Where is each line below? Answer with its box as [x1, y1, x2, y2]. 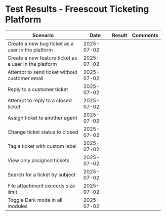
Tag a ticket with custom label [7, 142, 77, 149]
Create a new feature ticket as [7, 54, 78, 61]
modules [7, 203, 28, 210]
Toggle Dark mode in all [7, 196, 63, 203]
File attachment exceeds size [7, 182, 76, 189]
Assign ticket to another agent [7, 114, 78, 121]
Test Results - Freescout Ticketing [5, 3, 149, 15]
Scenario [32, 32, 54, 39]
